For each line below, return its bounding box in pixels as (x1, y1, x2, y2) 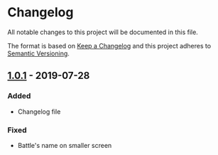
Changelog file (17, 107, 61, 116)
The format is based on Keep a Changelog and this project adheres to (7, 41, 212, 50)
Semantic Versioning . (7, 49, 70, 58)
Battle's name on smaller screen (17, 141, 112, 149)
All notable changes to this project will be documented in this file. (7, 28, 199, 36)
